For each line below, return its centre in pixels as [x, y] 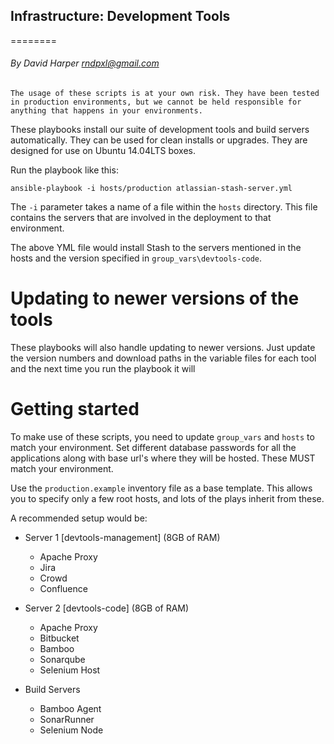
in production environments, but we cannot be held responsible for [156, 102]
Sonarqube [62, 659]
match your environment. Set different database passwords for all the [153, 447]
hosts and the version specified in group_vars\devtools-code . [136, 258]
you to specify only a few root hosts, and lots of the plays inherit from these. [167, 498]
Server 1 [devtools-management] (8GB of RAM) [122, 537]
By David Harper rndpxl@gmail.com [85, 63]
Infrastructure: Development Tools [120, 16]
